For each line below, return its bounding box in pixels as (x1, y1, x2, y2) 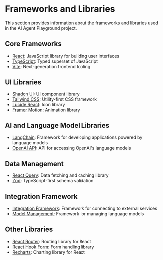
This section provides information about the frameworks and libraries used (5, 20, 158, 26)
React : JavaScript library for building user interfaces (12, 53, 120, 59)
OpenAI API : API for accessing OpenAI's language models (12, 145, 131, 151)
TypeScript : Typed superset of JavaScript (12, 58, 98, 64)
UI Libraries (5, 78, 42, 87)
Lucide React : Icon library (12, 101, 65, 107)
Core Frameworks (5, 40, 62, 48)
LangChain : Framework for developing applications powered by (12, 134, 143, 140)
